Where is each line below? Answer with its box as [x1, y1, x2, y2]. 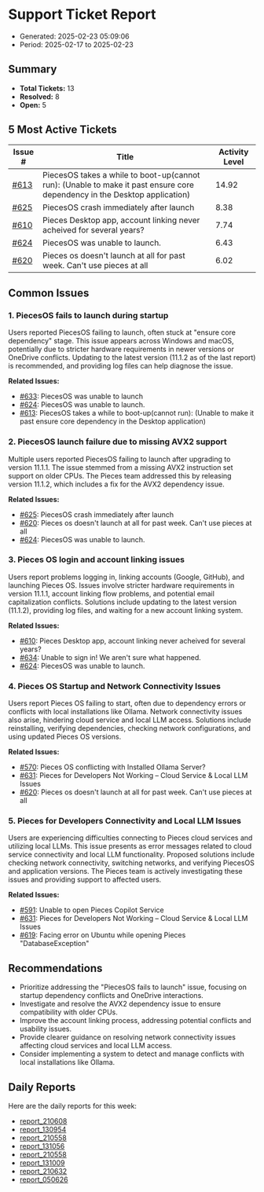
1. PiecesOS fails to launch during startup [8, 310, 169, 321]
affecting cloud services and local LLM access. [19, 1041, 173, 1051]
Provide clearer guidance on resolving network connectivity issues [19, 1032, 236, 1042]
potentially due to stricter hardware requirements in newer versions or [8, 344, 234, 354]
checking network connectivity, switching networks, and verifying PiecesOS [8, 858, 255, 867]
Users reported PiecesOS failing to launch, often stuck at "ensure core [8, 328, 236, 337]
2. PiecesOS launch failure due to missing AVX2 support [8, 436, 227, 447]
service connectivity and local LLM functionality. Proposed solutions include [8, 850, 255, 860]
